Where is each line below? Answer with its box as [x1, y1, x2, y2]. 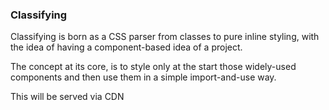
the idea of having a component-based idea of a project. [10, 41, 243, 53]
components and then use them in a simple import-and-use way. [10, 71, 277, 83]
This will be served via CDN [10, 91, 125, 103]
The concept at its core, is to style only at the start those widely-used [10, 61, 297, 73]
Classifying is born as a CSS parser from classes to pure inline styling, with [10, 31, 320, 43]
